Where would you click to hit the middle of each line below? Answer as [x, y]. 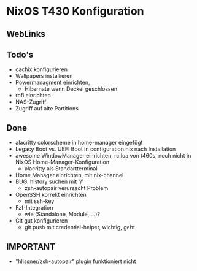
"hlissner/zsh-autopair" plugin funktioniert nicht [75, 261]
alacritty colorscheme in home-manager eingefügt [79, 143]
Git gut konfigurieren [41, 221]
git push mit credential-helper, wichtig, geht [79, 227]
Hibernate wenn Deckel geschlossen [71, 89]
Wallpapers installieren [44, 76]
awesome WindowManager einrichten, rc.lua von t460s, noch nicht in [103, 156]
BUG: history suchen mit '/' [49, 181]
